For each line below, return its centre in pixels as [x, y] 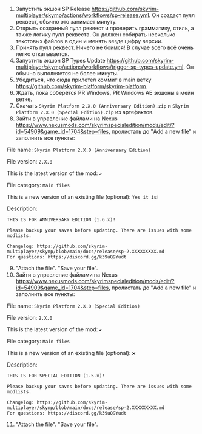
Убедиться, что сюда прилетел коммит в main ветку [83, 80]
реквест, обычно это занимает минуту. [66, 22]
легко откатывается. [42, 54]
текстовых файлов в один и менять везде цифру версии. [89, 41]
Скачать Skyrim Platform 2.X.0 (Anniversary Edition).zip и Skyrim [102, 105]
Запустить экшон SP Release [53, 9]
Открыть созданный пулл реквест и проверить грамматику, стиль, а [105, 28]
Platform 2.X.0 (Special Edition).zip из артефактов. [85, 112]
